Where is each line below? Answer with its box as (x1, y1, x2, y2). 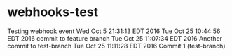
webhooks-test (7, 4, 99, 20)
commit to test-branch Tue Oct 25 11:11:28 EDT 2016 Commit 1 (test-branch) (7, 41, 226, 50)
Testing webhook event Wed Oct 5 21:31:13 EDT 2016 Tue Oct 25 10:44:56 (7, 27, 221, 35)
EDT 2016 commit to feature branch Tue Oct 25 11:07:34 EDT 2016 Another (7, 34, 223, 42)
